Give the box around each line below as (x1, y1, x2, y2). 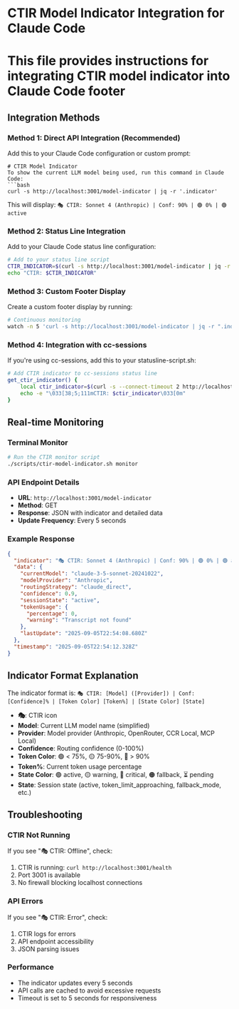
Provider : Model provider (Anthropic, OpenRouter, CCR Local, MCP (17, 729, 215, 737)
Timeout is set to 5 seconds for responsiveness (17, 993, 157, 1002)
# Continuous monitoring (7, 316, 81, 324)
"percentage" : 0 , (26, 610, 78, 617)
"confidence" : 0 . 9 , (20, 590, 78, 597)
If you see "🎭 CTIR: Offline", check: (7, 847, 113, 856)
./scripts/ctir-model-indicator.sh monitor (7, 460, 139, 468)
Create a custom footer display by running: (7, 303, 133, 311)
